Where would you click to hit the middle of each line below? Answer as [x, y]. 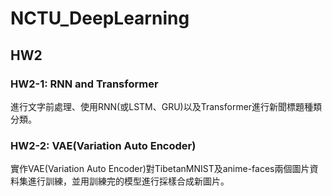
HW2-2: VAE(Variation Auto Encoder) [103, 145]
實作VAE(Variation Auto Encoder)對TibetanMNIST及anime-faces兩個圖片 [160, 169]
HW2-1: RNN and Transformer [84, 84]
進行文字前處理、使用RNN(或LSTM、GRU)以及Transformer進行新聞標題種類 [166, 106]
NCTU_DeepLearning [100, 18]
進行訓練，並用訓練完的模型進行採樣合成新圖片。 [128, 181]
